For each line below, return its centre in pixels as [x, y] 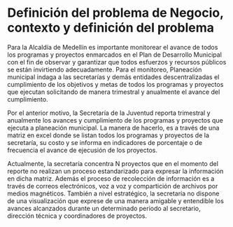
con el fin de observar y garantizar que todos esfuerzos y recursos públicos [117, 62]
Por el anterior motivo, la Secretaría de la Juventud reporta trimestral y [109, 113]
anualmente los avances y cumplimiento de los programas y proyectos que [115, 120]
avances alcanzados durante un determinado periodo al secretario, [104, 208]
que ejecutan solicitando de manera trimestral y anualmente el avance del [114, 92]
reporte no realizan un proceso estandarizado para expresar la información [115, 171]
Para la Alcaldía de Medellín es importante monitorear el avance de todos [113, 47]
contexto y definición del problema [111, 28]
